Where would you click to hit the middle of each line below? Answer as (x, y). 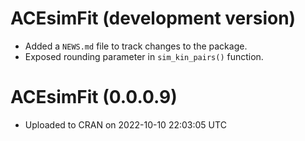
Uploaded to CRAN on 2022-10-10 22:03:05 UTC (125, 124)
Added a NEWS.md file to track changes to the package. (136, 46)
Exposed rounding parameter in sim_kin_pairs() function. (144, 56)
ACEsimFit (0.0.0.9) (94, 97)
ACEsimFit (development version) (153, 18)
